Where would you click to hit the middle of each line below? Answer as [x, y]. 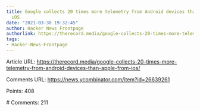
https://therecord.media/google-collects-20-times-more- [107, 61]
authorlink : [21, 34]
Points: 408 [20, 91]
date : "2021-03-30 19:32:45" [42, 23]
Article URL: [21, 61]
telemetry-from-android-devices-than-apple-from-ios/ [73, 68]
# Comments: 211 [27, 102]
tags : [13, 39]
